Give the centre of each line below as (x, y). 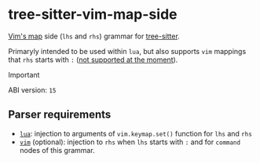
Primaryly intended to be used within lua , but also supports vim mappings (127, 51)
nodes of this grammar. (57, 150)
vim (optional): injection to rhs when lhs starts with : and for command (130, 142)
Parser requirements (60, 115)
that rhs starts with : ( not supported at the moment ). (93, 60)
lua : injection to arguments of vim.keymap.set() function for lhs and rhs (136, 133)
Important (24, 74)
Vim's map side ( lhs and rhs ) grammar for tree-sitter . (94, 36)
